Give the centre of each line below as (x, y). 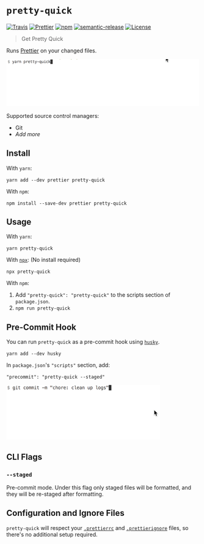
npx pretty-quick (28, 272)
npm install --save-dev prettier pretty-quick (67, 203)
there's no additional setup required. (52, 534)
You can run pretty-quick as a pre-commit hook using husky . (83, 342)
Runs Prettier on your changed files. (52, 50)
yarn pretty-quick (30, 248)
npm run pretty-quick (42, 308)
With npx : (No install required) (44, 260)
